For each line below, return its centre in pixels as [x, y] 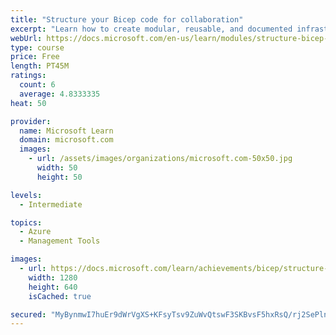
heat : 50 [28, 103]
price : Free [35, 57]
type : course [37, 47]
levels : [26, 195]
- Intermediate [51, 204]
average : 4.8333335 [60, 94]
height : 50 [59, 177]
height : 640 [53, 287]
